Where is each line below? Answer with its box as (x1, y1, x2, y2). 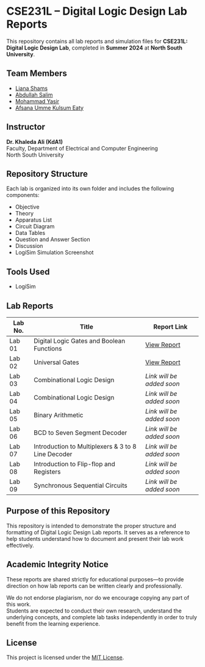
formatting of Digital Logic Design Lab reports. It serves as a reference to (6, 528, 190, 536)
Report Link (153, 322, 188, 331)
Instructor (6, 122, 46, 132)
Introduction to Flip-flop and (33, 460, 116, 468)
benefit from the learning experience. (6, 620, 101, 627)
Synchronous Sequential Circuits (33, 482, 128, 490)
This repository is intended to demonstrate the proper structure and (6, 522, 176, 529)
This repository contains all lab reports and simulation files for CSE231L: (6, 37, 188, 45)
